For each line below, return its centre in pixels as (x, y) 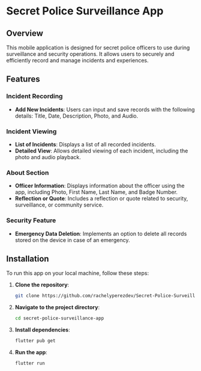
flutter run (30, 363)
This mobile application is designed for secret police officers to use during (98, 47)
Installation (28, 258)
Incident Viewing (31, 131)
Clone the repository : (42, 285)
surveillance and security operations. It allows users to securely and (90, 54)
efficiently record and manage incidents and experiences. (77, 60)
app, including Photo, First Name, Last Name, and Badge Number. (96, 192)
